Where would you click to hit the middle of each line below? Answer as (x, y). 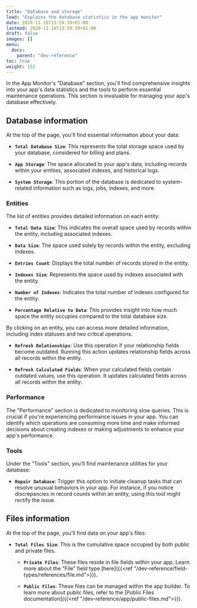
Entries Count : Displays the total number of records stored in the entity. (102, 263)
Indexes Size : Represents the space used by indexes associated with (99, 275)
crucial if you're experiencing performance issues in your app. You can (92, 417)
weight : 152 (21, 66)
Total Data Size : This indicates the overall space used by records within (103, 227)
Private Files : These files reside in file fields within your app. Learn (106, 562)
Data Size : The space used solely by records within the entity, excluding (102, 245)
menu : (13, 45)
